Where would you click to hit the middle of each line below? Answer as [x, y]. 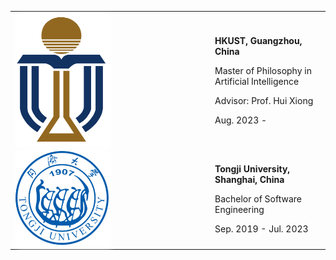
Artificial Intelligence [257, 81]
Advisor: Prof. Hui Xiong [264, 100]
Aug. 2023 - [241, 120]
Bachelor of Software [258, 199]
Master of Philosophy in [263, 70]
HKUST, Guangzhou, [258, 40]
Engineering [239, 210]
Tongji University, [252, 169]
